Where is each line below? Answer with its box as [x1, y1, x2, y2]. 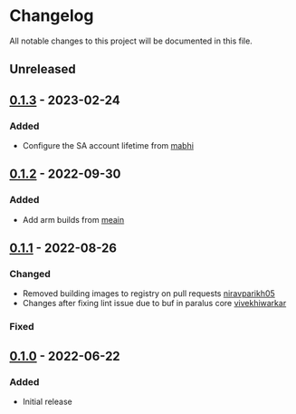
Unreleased [9, 62, 77, 77]
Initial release [22, 396, 72, 407]
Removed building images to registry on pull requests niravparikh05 [22, 288, 276, 299]
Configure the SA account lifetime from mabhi [22, 140, 195, 151]
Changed [9, 268, 52, 281]
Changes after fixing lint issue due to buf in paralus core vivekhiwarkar [22, 298, 287, 309]
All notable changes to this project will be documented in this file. [9, 35, 253, 46]
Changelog [9, 5, 94, 26]
